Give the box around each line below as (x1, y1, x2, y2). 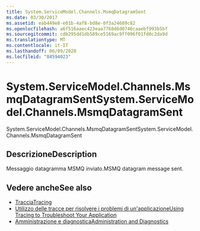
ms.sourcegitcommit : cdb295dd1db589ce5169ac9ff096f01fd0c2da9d (6, 31, 168, 37)
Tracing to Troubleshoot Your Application (14, 212, 117, 219)
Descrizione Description (6, 149, 97, 159)
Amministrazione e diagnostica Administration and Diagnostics (14, 218, 169, 225)
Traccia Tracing (14, 198, 52, 206)
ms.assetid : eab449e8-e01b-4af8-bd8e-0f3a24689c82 (6, 20, 136, 26)
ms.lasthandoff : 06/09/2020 (6, 48, 77, 54)
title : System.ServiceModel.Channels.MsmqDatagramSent (6, 8, 147, 15)
